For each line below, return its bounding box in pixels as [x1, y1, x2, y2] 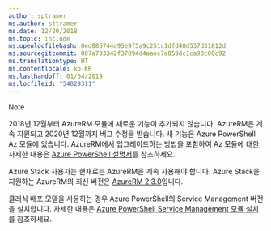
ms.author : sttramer [8, 19, 78, 28]
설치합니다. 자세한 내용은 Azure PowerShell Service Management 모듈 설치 [16, 203, 259, 213]
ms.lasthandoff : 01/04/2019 [8, 72, 104, 80]
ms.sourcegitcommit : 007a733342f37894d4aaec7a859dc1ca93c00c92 [8, 49, 227, 58]
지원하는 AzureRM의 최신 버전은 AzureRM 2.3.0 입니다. [8, 176, 184, 186]
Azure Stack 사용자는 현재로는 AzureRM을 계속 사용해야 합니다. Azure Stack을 [8, 166, 260, 176]
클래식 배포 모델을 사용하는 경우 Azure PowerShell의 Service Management [8, 194, 249, 203]
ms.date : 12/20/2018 [8, 27, 78, 35]
